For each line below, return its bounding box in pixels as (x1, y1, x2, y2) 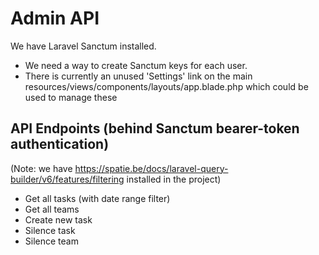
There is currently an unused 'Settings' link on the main (24, 70, 253, 82)
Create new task (24, 213, 93, 226)
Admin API (10, 7, 100, 30)
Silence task (24, 224, 76, 236)
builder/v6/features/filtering (10, 173, 125, 185)
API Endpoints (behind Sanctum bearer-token (10, 120, 300, 137)
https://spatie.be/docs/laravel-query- (74, 162, 229, 174)
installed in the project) (126, 173, 222, 185)
